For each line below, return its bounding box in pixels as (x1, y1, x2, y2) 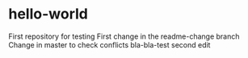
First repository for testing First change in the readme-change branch (8, 31, 240, 41)
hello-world (8, 5, 89, 23)
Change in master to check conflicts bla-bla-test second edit (8, 39, 211, 49)
